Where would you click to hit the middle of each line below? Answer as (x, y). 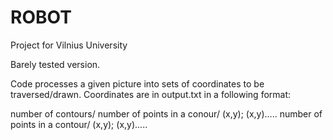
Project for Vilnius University (69, 45)
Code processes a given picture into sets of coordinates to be (137, 83)
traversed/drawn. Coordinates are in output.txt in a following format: (151, 94)
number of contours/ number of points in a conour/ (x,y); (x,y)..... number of (166, 113)
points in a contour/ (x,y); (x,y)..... (79, 124)
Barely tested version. (55, 64)
